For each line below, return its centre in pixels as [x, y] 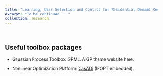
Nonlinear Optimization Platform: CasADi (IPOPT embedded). [73, 69]
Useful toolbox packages [44, 47]
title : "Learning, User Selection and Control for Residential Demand [78, 9]
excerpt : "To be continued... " [38, 14]
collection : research [27, 18]
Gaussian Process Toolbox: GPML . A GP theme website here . [73, 59]
